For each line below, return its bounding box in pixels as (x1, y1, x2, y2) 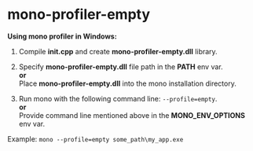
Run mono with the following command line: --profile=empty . (18, 94, 218, 103)
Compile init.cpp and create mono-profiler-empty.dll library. (18, 46, 218, 56)
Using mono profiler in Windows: (7, 31, 117, 41)
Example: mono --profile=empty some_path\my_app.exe (7, 134, 184, 143)
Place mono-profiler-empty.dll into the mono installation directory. (18, 79, 236, 88)
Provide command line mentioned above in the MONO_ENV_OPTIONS (18, 110, 245, 120)
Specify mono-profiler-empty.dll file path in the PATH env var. (18, 61, 223, 72)
